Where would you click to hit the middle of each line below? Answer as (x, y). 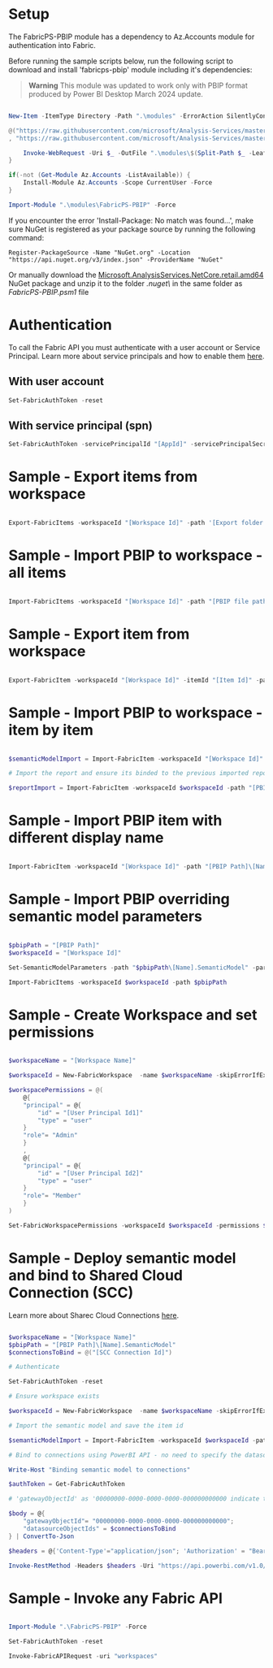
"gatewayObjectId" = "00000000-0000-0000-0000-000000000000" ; (128, 1521)
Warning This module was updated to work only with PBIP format (138, 85)
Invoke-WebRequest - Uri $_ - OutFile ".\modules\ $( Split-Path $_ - (138, 153)
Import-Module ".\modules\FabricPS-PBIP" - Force (92, 205)
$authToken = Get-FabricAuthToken (67, 1484)
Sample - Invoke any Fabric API (116, 1598)
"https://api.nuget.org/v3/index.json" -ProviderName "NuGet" (116, 260)
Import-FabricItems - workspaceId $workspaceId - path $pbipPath (118, 982)
